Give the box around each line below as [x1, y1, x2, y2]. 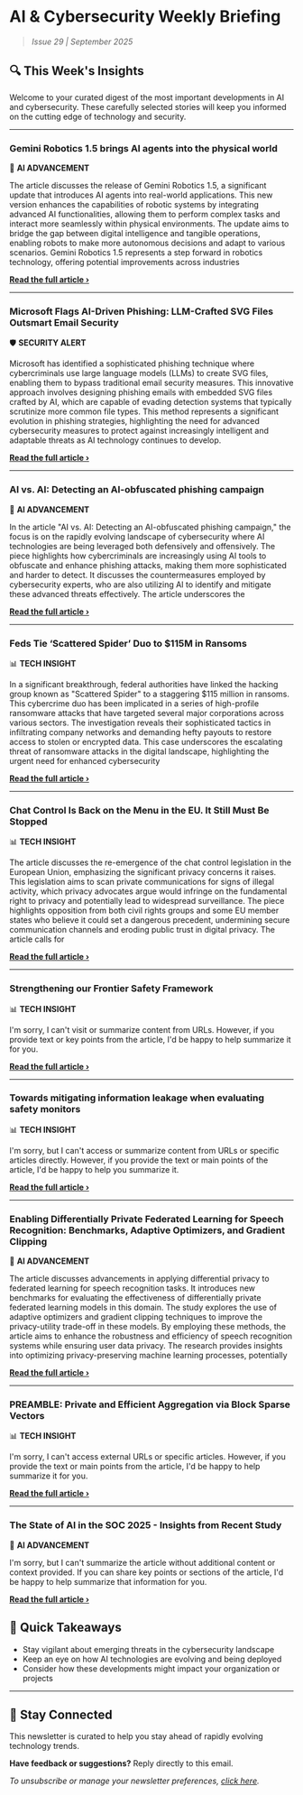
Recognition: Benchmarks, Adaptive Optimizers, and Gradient [9, 1224, 286, 1237]
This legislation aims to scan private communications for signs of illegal [9, 877, 275, 888]
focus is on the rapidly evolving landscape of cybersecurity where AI [9, 530, 265, 542]
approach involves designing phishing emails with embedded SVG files [9, 387, 273, 398]
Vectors [9, 1410, 45, 1422]
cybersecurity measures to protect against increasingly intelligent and [9, 426, 269, 437]
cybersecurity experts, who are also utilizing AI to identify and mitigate [9, 579, 272, 590]
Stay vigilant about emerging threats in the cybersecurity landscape [22, 1643, 275, 1654]
